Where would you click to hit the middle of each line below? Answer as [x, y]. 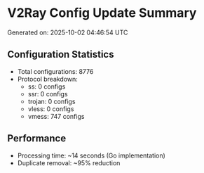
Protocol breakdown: [48, 79]
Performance [37, 139]
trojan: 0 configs [52, 101]
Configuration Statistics [61, 55]
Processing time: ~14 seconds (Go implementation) [91, 155]
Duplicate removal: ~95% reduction [69, 162]
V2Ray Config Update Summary [102, 13]
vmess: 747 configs [56, 116]
